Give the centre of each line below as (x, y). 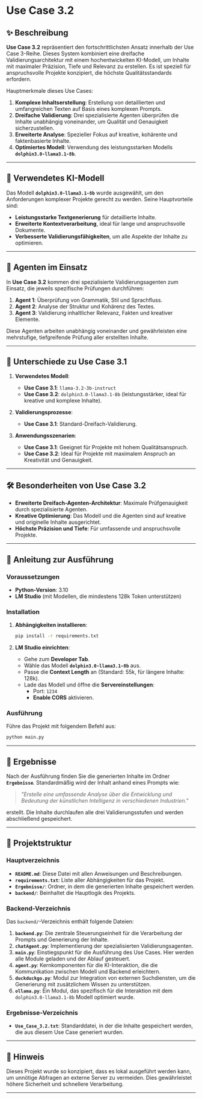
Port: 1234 (45, 691)
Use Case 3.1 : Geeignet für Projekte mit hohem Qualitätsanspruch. (106, 447)
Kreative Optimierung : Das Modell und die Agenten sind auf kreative (100, 516)
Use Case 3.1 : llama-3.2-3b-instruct (70, 388)
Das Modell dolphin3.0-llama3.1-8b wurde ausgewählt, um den (85, 193)
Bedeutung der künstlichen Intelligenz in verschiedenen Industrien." (105, 801)
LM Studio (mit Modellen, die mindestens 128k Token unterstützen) (98, 596)
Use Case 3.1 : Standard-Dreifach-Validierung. (80, 424)
